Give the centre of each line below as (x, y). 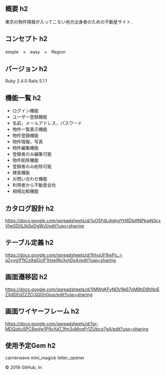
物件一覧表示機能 (30, 129)
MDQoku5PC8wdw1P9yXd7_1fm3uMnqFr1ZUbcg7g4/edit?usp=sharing (77, 329)
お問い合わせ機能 (30, 179)
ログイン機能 (25, 111)
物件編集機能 (25, 148)
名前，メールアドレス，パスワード (47, 123)
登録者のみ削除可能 (32, 166)
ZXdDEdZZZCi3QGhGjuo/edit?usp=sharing (49, 294)
